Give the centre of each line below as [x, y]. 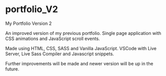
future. [12, 69]
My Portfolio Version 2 [29, 23]
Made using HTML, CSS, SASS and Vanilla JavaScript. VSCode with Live [81, 48]
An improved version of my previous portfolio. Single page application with [83, 33]
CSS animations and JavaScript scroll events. [53, 39]
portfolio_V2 [32, 9]
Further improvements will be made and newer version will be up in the [79, 63]
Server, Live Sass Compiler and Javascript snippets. [60, 54]
